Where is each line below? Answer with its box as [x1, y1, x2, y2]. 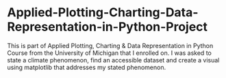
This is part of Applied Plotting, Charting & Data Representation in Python [7, 41, 214, 50]
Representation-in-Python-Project [7, 19, 208, 35]
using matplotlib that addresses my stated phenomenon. [7, 63, 166, 71]
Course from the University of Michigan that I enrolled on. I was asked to [7, 49, 212, 57]
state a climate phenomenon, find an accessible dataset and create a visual [7, 56, 220, 64]
